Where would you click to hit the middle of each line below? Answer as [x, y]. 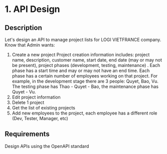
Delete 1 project [28, 102]
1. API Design [33, 9]
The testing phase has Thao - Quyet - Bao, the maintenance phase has [85, 86]
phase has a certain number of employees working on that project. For [85, 76]
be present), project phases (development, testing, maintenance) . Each [86, 65]
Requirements [27, 134]
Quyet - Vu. [24, 92]
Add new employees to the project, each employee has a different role [85, 113]
